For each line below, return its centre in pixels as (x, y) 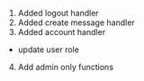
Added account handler (62, 32)
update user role (48, 49)
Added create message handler (76, 22)
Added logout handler (58, 13)
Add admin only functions (66, 67)
